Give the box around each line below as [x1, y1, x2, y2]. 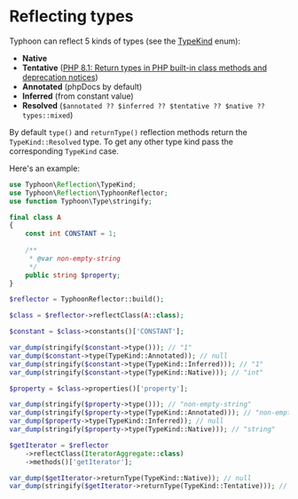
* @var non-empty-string [28, 254, 122, 263]
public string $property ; [25, 270, 122, 279]
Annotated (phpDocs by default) [21, 81, 143, 92]
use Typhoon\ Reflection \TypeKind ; [9, 180, 137, 189]
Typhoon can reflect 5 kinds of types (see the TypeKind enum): [9, 36, 241, 46]
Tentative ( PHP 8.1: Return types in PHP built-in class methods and [21, 62, 268, 73]
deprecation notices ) [21, 71, 99, 82]
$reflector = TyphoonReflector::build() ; [9, 295, 165, 304]
